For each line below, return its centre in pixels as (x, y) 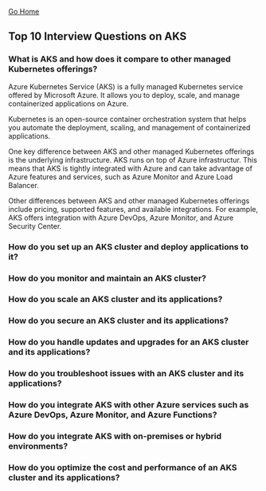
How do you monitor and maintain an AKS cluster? (108, 278)
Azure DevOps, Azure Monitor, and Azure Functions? (113, 415)
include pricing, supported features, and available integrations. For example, (133, 209)
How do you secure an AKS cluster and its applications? (119, 320)
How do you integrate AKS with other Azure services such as (129, 405)
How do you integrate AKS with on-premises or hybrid (115, 436)
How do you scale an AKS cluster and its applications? (115, 300)
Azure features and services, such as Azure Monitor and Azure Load (121, 177)
